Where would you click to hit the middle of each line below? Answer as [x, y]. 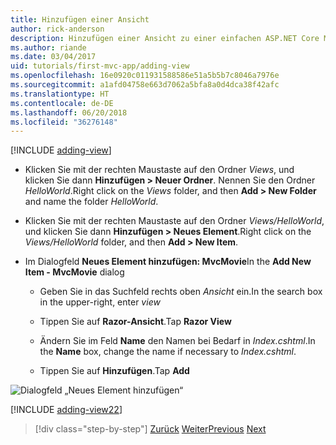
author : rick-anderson [57, 29]
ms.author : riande [48, 47]
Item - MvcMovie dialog [74, 272]
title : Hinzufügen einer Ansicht [80, 19]
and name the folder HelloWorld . [91, 202]
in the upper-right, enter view [100, 302]
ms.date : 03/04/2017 [53, 57]
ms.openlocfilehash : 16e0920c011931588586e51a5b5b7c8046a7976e [145, 76]
